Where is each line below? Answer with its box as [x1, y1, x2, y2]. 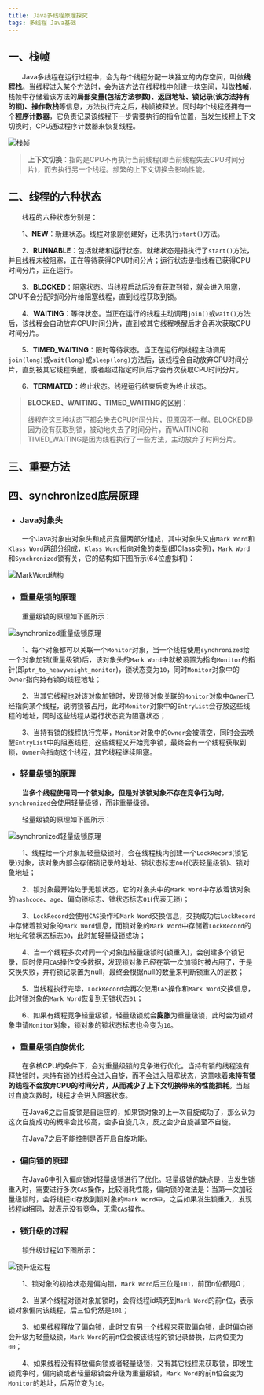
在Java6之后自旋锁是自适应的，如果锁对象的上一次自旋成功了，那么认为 [21, 1107, 255, 1117]
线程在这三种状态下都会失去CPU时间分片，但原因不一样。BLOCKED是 [27, 415, 254, 425]
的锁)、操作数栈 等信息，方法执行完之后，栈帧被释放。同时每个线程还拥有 [8, 101, 245, 111]
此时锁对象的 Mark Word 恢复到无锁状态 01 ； [8, 993, 144, 1003]
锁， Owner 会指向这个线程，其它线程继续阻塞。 [8, 747, 157, 756]
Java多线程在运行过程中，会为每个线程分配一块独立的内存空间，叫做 [21, 72, 244, 82]
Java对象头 [19, 515, 63, 526]
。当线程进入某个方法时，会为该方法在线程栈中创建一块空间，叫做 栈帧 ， [22, 82, 256, 91]
